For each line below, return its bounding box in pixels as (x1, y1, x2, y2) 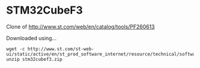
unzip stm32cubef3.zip (6, 56, 62, 62)
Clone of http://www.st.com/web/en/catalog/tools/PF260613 (6, 23, 155, 30)
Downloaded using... (6, 34, 57, 41)
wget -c (6, 46, 26, 52)
